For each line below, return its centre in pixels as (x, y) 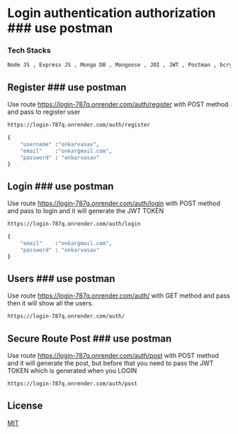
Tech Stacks (29, 50)
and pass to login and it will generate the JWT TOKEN (86, 211)
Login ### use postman (61, 186)
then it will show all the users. (50, 303)
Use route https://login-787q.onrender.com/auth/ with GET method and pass (119, 295)
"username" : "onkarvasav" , (60, 144)
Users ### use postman (61, 279)
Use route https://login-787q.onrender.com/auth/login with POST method (114, 203)
